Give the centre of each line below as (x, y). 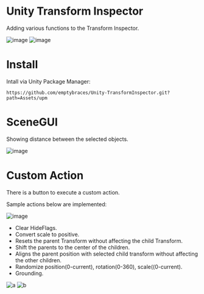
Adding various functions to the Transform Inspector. (73, 28)
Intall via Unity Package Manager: (48, 81)
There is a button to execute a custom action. (63, 192)
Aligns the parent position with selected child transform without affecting (107, 254)
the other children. (38, 260)
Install (22, 65)
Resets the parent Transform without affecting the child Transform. (99, 241)
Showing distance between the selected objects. (68, 139)
